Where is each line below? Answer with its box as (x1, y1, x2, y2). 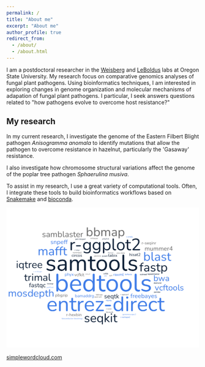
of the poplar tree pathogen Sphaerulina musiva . (6, 170, 130, 177)
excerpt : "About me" (6, 23, 59, 29)
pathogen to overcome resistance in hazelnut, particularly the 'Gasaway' (6, 146, 190, 153)
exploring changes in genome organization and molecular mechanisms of (6, 86, 192, 93)
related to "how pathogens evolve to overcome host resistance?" (6, 98, 170, 106)
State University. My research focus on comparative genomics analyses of (6, 72, 195, 80)
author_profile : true (6, 29, 62, 35)
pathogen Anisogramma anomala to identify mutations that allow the (6, 139, 180, 146)
